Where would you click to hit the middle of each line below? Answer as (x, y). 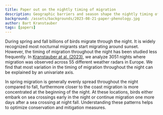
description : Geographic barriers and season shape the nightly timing (79, 14)
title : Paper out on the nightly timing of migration (61, 9)
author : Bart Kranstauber (31, 23)
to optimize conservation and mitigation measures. (56, 108)
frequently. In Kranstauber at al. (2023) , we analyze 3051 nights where (75, 57)
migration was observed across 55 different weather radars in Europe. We (79, 62)
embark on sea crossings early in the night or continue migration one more (80, 97)
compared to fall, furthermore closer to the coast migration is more (72, 87)
